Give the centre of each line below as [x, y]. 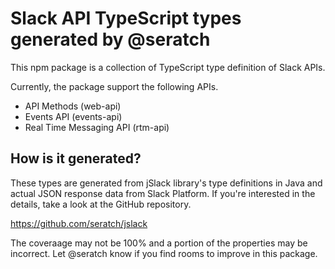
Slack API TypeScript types [126, 18]
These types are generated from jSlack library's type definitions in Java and [166, 183]
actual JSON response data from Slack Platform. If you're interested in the [163, 193]
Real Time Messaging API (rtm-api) [97, 127]
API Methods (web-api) [73, 106]
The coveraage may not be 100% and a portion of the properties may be [159, 243]
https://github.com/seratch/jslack [79, 223]
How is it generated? [76, 158]
